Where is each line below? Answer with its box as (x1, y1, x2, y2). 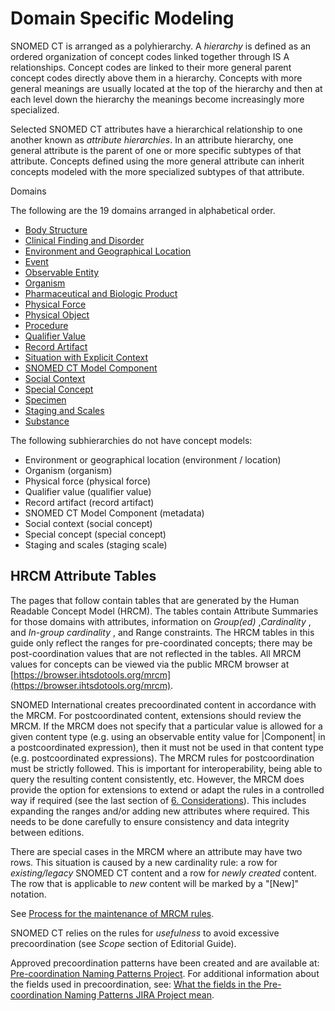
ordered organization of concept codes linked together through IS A (10, 50, 290, 62)
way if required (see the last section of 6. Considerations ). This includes (10, 794, 307, 806)
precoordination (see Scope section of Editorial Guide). (10, 937, 237, 949)
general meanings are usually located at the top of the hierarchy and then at (10, 82, 323, 94)
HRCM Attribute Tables (10, 568, 157, 585)
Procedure (24, 319, 69, 331)
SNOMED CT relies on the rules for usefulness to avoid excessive (10, 927, 280, 939)
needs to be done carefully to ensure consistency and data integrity (10, 815, 290, 827)
